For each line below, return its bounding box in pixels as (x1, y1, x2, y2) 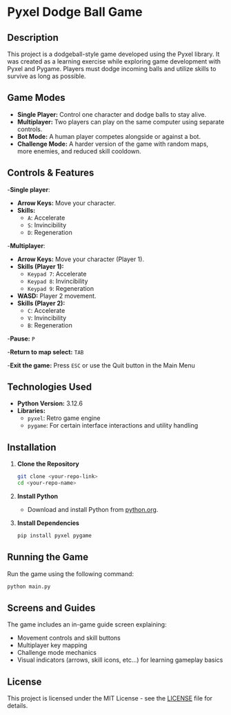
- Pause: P (7, 334, 36, 343)
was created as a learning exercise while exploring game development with (7, 57, 221, 66)
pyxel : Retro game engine (27, 414, 101, 422)
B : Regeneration (27, 321, 72, 329)
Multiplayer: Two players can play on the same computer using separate (17, 117, 225, 126)
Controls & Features (7, 167, 94, 179)
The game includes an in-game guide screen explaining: (7, 620, 167, 629)
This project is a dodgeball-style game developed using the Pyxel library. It (7, 50, 220, 58)
